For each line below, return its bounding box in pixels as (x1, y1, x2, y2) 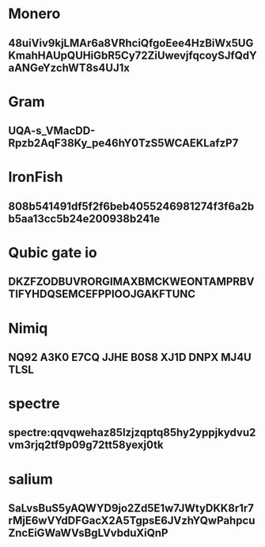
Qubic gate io (8, 243, 97, 261)
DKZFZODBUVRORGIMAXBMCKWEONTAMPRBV (8, 275, 255, 289)
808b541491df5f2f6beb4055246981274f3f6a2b (8, 199, 255, 213)
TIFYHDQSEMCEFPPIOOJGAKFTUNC (8, 287, 196, 301)
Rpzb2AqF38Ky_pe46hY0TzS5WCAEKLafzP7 (8, 136, 239, 150)
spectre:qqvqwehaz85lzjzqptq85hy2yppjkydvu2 (8, 426, 256, 439)
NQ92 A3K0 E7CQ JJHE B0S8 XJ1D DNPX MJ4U (8, 350, 252, 364)
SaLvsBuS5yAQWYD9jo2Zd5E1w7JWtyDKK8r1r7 (8, 502, 255, 515)
